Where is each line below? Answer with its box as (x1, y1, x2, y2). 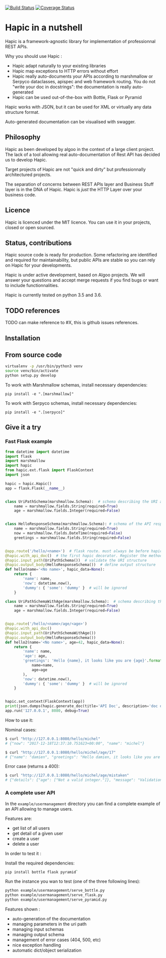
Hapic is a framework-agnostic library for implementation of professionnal (5, 38, 156, 44)
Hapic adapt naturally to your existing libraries (12, 62, 106, 69)
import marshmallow (5, 458, 45, 464)
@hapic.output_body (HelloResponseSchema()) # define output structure (5, 562, 156, 568)
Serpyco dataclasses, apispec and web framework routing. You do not (12, 78, 156, 84)
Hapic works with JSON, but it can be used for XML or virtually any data (5, 104, 152, 110)
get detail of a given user (12, 830, 63, 836)
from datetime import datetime (5, 449, 70, 454)
